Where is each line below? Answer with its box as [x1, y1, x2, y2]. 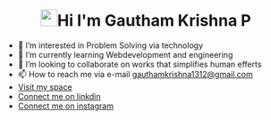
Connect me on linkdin [17, 91, 101, 101]
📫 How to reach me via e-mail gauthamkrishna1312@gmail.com [17, 68, 253, 79]
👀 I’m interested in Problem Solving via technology [17, 40, 204, 51]
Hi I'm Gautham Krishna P [56, 11, 252, 31]
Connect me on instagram [17, 100, 114, 111]
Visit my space [17, 81, 73, 92]
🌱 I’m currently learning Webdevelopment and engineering [17, 49, 233, 60]
